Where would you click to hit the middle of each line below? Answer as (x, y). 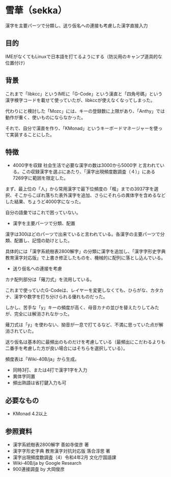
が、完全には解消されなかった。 (39, 314)
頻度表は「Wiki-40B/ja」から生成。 (42, 359)
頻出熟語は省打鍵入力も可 (39, 383)
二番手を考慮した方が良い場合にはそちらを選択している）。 (67, 348)
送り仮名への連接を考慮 (37, 269)
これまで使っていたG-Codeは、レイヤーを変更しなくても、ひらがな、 (78, 290)
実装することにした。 (32, 134)
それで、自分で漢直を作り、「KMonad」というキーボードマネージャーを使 (82, 128)
